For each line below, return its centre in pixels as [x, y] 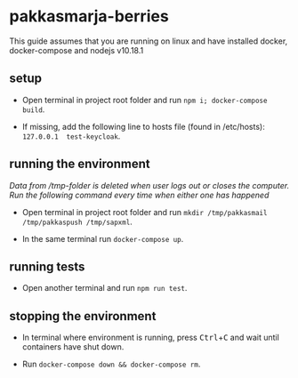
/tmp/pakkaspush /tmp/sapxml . [77, 221]
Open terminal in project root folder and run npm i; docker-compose [145, 100]
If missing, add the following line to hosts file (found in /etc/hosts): [143, 126]
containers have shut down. [73, 347]
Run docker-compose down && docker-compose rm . [111, 364]
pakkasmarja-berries [89, 16]
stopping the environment [83, 316]
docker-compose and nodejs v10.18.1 [77, 50]
